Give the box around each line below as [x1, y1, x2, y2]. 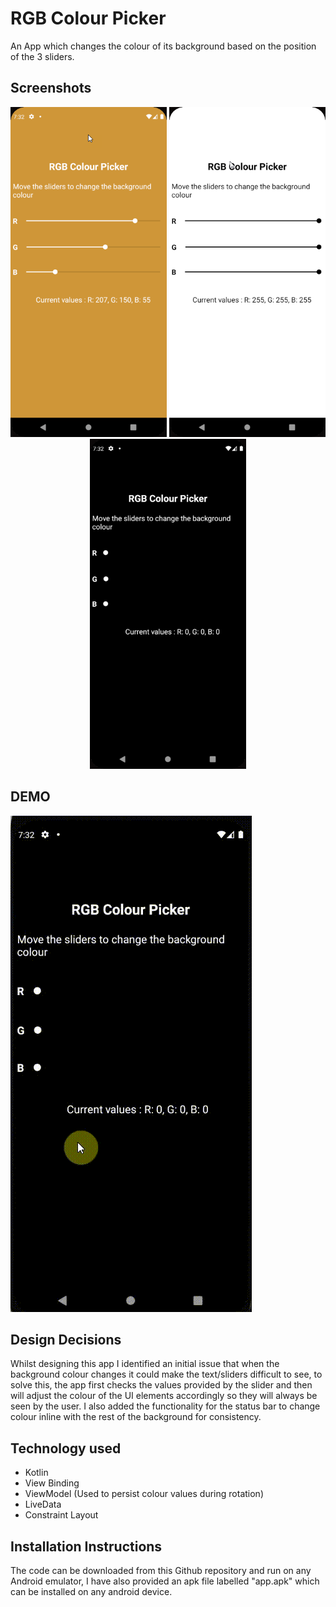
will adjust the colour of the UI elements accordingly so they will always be [10, 1390, 318, 1402]
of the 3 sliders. [10, 50, 75, 62]
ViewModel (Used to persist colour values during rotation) [24, 1488, 264, 1500]
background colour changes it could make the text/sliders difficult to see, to [10, 1368, 323, 1381]
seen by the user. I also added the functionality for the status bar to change [10, 1400, 321, 1412]
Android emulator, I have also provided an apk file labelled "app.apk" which [10, 1575, 320, 1587]
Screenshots [10, 80, 92, 97]
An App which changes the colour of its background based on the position [10, 40, 317, 52]
